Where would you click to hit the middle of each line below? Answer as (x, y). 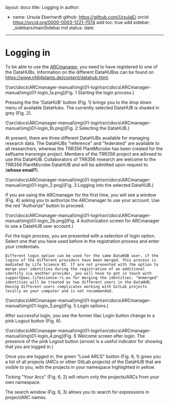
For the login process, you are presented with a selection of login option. (80, 236)
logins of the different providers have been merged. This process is (81, 260)
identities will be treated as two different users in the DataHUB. (78, 282)
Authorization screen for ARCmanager (120, 221)
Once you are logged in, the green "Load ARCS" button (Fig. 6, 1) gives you (83, 356)
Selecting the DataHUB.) (104, 128)
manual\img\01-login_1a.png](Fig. (39, 92)
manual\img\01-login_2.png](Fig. (39, 185)
